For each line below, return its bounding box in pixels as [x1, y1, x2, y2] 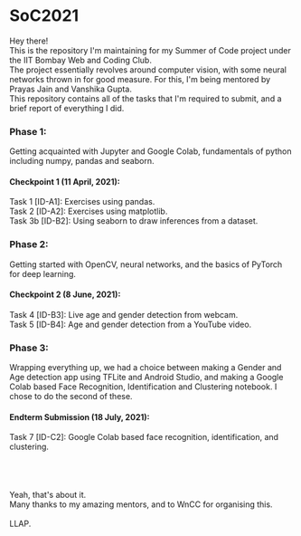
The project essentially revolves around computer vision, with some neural [9, 64, 287, 75]
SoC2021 [9, 5, 80, 26]
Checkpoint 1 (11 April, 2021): [9, 176, 120, 187]
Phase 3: [9, 341, 50, 354]
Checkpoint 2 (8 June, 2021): [9, 289, 121, 300]
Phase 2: [9, 238, 49, 251]
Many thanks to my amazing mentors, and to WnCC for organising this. [9, 499, 273, 510]
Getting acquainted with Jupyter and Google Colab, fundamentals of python [9, 146, 292, 157]
